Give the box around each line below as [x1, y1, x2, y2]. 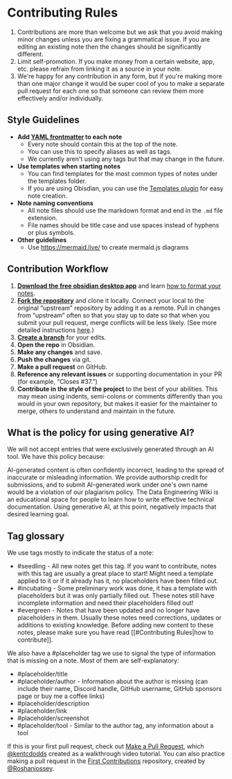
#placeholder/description [17, 699, 90, 708]
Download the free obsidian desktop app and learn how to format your [17, 281, 222, 290]
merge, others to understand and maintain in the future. [17, 407, 176, 415]
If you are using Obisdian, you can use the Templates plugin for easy [27, 184, 224, 192]
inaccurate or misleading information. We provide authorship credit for [7, 473, 208, 482]
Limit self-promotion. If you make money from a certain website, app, [17, 57, 215, 65]
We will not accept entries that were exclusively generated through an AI [7, 445, 215, 453]
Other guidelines [17, 236, 67, 244]
